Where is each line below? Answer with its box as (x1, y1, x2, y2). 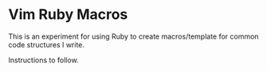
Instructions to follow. (8, 55, 79, 65)
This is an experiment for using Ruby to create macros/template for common (8, 32, 259, 41)
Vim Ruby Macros (8, 6, 128, 24)
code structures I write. (8, 39, 85, 49)
